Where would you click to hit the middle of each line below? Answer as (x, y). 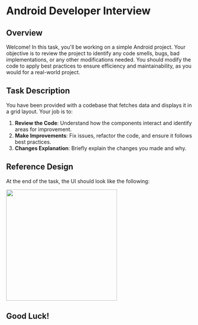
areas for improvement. (43, 129)
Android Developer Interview (78, 11)
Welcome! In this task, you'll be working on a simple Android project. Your (96, 47)
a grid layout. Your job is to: (39, 111)
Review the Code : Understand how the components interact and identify (103, 123)
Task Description (38, 91)
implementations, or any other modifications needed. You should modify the (98, 60)
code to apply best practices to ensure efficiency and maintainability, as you (99, 66)
